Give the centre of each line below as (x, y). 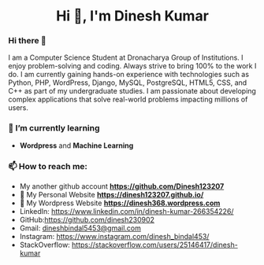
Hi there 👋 (28, 41)
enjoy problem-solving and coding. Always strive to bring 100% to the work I (132, 66)
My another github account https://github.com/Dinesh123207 (122, 186)
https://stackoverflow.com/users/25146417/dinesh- (155, 245)
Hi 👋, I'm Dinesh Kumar (132, 16)
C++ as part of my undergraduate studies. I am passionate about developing (132, 91)
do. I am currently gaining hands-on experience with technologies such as (129, 75)
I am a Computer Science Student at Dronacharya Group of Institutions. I (126, 57)
